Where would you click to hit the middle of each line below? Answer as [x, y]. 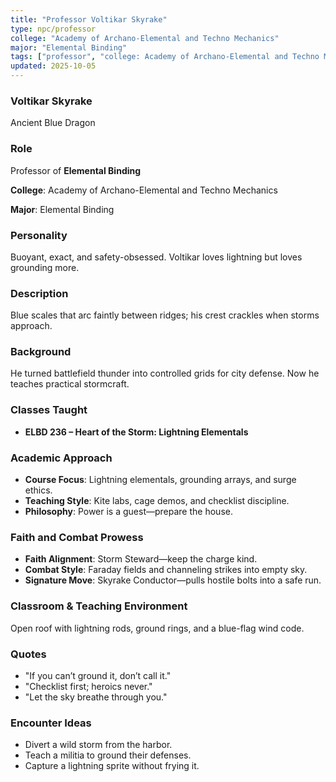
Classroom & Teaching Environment [99, 606]
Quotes [28, 654]
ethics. [38, 490]
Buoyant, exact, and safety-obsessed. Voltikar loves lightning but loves [156, 257]
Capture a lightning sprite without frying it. [112, 766]
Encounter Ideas [51, 723]
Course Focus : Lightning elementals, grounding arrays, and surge [160, 480]
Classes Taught [49, 410]
